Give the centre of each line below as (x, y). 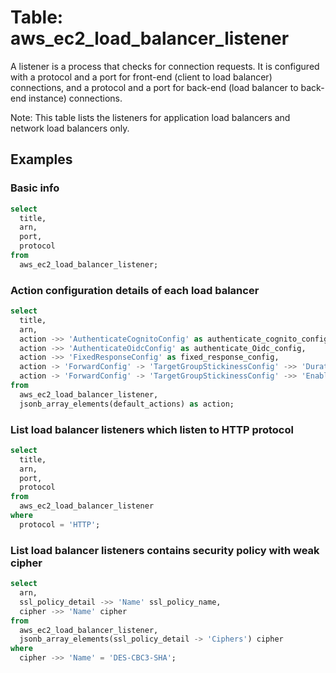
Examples (41, 159)
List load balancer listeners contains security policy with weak (165, 550)
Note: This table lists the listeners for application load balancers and (150, 117)
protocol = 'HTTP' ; (60, 524)
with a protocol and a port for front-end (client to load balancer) (141, 77)
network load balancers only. (70, 128)
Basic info (35, 188)
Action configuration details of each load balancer (135, 290)
